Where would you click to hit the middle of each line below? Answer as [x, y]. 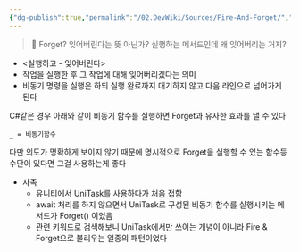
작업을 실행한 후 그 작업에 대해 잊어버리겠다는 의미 [109, 74]
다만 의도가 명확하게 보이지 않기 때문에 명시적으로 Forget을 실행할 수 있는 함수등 [148, 152]
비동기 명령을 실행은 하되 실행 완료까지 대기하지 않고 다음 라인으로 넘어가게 [152, 85]
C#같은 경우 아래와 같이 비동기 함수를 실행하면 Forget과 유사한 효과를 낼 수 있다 [148, 115]
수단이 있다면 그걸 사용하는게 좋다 [68, 163]
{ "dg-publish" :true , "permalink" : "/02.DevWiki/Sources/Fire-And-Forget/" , [150, 17]
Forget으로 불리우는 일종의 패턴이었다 [101, 238]
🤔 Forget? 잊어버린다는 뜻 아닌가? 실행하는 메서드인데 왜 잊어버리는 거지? [159, 44]
